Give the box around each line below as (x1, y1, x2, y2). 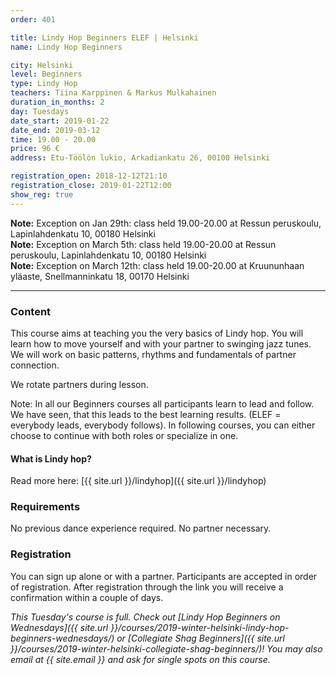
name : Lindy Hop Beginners (10, 42, 123, 52)
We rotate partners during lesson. (10, 378, 149, 390)
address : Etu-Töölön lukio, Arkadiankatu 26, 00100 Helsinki (10, 153, 271, 163)
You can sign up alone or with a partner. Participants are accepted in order (10, 570, 318, 582)
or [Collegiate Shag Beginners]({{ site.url (116, 632, 285, 644)
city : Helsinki (10, 60, 74, 70)
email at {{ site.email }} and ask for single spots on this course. (10, 653, 271, 665)
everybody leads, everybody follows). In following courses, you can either (10, 419, 316, 431)
